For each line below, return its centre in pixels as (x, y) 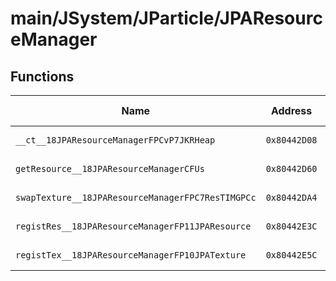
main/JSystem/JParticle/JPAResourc (166, 18)
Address (291, 110)
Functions (42, 76)
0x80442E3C (291, 226)
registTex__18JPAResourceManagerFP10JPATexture (131, 255)
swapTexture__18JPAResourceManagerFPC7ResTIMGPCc (136, 197)
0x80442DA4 (291, 197)
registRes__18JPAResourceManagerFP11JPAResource (133, 226)
